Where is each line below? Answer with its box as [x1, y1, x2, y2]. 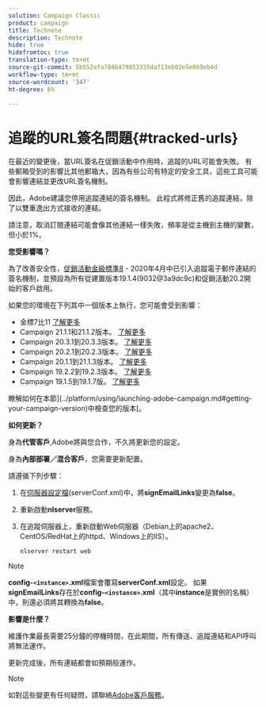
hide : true [8, 41, 44, 49]
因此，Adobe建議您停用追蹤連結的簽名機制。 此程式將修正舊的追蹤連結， [8, 194, 247, 203]
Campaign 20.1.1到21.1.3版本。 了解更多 [19, 357, 147, 367]
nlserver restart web [19, 548, 91, 555]
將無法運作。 [8, 641, 50, 651]
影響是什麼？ [8, 614, 50, 624]
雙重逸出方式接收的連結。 [21, 203, 105, 213]
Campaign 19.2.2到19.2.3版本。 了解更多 [19, 367, 152, 377]
